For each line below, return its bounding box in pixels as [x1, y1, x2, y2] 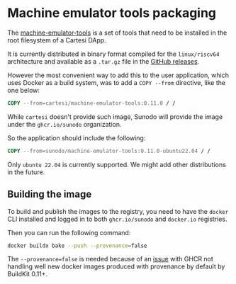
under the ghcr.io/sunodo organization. [7, 120, 122, 128]
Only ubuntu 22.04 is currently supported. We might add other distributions [7, 160, 227, 169]
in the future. [7, 168, 45, 176]
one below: [7, 86, 40, 94]
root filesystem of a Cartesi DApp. [7, 35, 106, 44]
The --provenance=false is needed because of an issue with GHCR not [7, 255, 214, 263]
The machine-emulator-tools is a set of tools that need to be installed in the [7, 28, 227, 37]
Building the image [7, 188, 92, 200]
